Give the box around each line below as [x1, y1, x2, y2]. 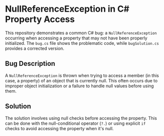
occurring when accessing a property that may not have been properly [5, 35, 147, 41]
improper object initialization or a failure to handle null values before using [5, 83, 154, 89]
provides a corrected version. [5, 45, 64, 51]
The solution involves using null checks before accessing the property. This [5, 115, 157, 121]
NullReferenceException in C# [5, 3, 129, 15]
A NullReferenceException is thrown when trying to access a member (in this [5, 72, 159, 78]
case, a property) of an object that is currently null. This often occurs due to [5, 78, 158, 83]
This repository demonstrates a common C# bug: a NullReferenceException [5, 30, 157, 36]
